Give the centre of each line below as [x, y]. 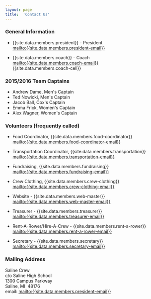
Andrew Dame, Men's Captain [43, 92]
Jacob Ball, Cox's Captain [39, 102]
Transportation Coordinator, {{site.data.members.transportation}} [79, 152]
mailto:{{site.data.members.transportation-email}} [64, 157]
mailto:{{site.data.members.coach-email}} [55, 63]
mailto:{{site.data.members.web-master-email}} [61, 201]
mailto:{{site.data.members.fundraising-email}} [61, 172]
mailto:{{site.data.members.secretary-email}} [59, 246]
